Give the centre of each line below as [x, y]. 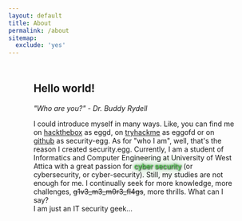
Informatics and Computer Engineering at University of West [133, 158]
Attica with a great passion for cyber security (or [113, 166]
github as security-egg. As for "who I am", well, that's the [127, 141]
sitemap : [23, 38]
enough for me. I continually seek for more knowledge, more [133, 184]
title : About [30, 23]
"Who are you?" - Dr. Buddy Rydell [90, 109]
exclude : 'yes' [41, 45]
